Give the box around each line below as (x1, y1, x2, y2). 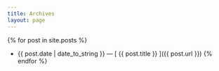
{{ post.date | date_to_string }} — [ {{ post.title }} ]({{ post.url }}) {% (17, 49, 213, 58)
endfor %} (17, 56, 48, 65)
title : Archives (7, 10, 55, 17)
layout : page (7, 17, 46, 24)
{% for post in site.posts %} (7, 35, 88, 44)
